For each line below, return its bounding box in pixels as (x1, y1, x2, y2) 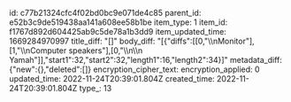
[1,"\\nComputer (9, 45, 67, 56)
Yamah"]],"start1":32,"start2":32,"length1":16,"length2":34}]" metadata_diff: (9, 55, 283, 65)
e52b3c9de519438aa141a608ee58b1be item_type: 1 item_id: (9, 17, 228, 27)
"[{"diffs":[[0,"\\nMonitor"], (157, 35, 255, 46)
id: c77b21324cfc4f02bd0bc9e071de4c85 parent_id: (9, 8, 202, 18)
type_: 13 (79, 83, 112, 93)
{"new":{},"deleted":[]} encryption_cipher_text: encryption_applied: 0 (9, 64, 260, 75)
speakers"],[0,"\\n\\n (68, 45, 143, 56)
